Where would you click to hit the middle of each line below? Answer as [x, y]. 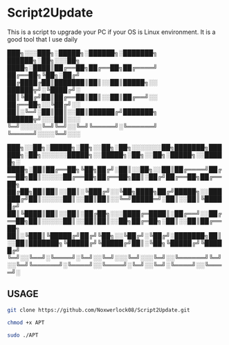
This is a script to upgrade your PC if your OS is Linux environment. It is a [111, 32]
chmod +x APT [26, 322]
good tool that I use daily [43, 39]
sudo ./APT [23, 335]
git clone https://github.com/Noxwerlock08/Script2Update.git [99, 310]
